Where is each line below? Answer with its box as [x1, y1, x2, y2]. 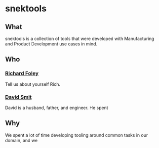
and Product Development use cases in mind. [5, 41, 98, 47]
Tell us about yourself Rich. [5, 81, 61, 87]
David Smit [5, 93, 32, 100]
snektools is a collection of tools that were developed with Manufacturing [5, 36, 155, 41]
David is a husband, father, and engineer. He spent [5, 105, 109, 111]
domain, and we [5, 137, 38, 143]
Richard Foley [5, 70, 39, 77]
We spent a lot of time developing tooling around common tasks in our [5, 132, 148, 138]
